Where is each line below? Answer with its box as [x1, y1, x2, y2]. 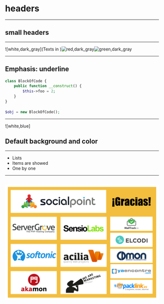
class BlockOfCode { [5, 78, 47, 83]
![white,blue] [5, 123, 31, 129]
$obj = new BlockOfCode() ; [5, 109, 60, 114]
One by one [12, 165, 36, 171]
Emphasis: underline [5, 65, 69, 74]
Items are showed [12, 160, 48, 166]
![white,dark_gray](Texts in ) [5, 46, 62, 52]
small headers [5, 28, 49, 37]
